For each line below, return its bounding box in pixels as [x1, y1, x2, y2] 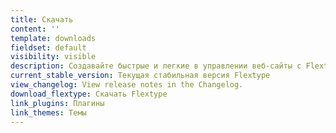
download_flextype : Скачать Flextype [10, 89, 168, 99]
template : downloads [10, 33, 97, 43]
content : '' [10, 24, 60, 34]
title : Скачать [10, 14, 74, 25]
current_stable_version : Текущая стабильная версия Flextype [10, 71, 271, 81]
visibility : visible [10, 52, 97, 62]
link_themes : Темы [10, 107, 87, 118]
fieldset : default [10, 42, 87, 53]
